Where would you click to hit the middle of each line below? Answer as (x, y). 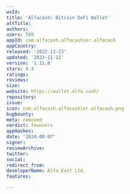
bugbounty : (20, 114)
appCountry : (21, 46)
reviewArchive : (26, 148)
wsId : (13, 12)
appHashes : (20, 131)
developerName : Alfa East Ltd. (46, 171)
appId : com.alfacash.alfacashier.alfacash (61, 40)
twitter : (17, 154)
